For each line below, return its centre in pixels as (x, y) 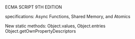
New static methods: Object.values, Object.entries (55, 26)
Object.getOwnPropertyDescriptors (41, 31)
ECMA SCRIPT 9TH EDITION (34, 7)
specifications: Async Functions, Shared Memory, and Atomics (68, 16)
